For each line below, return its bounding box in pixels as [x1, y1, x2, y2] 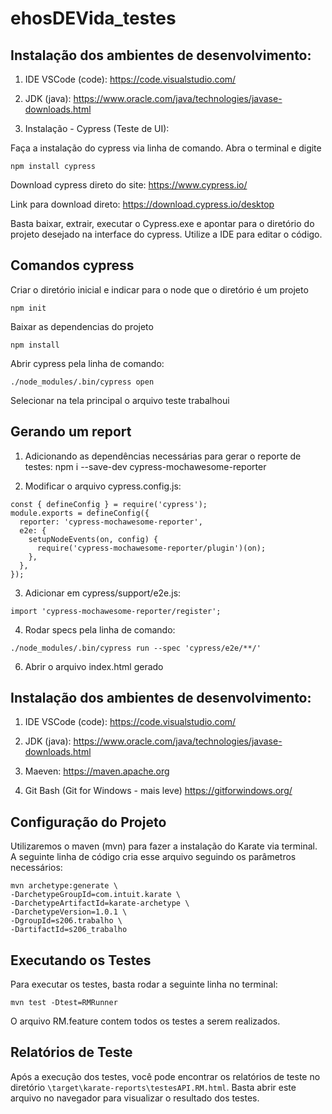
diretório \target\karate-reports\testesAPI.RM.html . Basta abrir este [10, 1081, 297, 1093]
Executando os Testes [10, 952, 152, 969]
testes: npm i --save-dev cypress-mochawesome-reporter [24, 460, 267, 472]
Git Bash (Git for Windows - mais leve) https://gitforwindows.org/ [24, 785, 293, 797]
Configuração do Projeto [10, 813, 167, 831]
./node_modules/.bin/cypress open [10, 377, 155, 387]
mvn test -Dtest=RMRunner [10, 998, 118, 1008]
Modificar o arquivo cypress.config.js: [24, 480, 182, 492]
